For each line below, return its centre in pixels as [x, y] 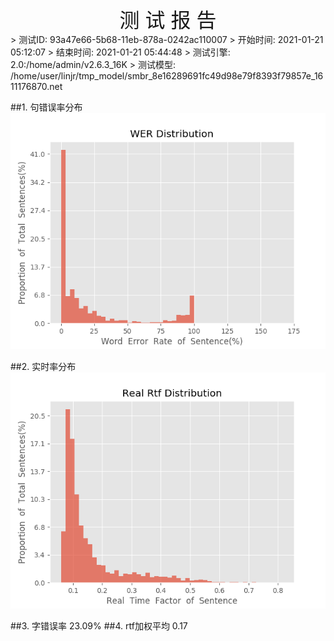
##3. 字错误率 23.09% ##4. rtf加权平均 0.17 [99, 626]
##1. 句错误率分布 [46, 107]
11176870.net [36, 86]
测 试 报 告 [168, 20]
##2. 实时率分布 [43, 366]
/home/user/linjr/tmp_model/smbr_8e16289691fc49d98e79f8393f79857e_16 [167, 76]
